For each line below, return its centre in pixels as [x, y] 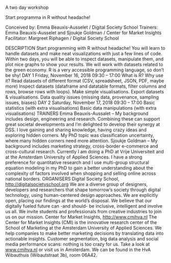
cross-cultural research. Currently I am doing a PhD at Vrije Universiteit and [85, 151]
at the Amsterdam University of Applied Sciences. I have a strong [74, 157]
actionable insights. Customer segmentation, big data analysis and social [82, 239]
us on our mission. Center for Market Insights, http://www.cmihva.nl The [81, 217]
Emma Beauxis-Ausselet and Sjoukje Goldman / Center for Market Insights [83, 33]
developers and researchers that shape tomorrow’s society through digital [83, 190]
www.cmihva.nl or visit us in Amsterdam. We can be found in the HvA [78, 250]
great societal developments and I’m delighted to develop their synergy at [83, 124]
